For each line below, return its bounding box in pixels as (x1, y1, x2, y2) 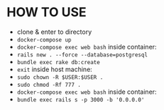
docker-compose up (16, 36, 72, 43)
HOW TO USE (6, 4, 87, 20)
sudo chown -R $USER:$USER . (16, 73, 104, 81)
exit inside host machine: (16, 65, 93, 73)
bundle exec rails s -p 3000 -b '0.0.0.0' (16, 96, 145, 103)
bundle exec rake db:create (16, 59, 100, 66)
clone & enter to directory (16, 28, 92, 36)
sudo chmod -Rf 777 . (16, 81, 81, 88)
